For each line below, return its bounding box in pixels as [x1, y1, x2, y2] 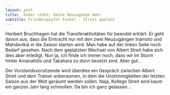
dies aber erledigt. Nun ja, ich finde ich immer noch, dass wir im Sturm [5, 52, 154, 58]
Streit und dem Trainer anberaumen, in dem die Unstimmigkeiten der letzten [5, 73, 165, 79]
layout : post [5, 7, 33, 13]
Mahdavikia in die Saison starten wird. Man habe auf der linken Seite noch [5, 42, 161, 48]
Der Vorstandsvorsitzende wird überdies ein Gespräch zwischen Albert [5, 68, 155, 74]
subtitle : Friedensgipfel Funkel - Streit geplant [5, 17, 115, 22]
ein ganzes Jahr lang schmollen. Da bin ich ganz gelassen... [5, 84, 131, 90]
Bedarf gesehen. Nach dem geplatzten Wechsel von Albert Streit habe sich [5, 47, 163, 53]
